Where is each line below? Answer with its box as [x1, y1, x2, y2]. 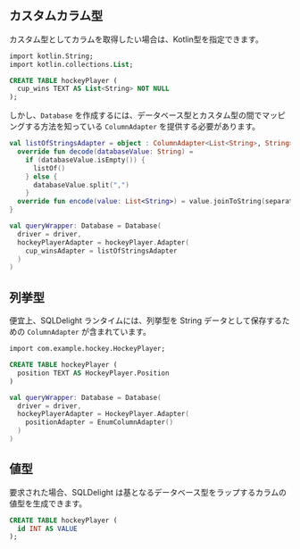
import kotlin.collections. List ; [9, 60, 134, 69]
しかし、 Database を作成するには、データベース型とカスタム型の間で [9, 110, 262, 121]
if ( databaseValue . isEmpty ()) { [25, 155, 146, 164]
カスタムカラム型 [9, 8, 104, 24]
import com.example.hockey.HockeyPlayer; [9, 345, 166, 354]
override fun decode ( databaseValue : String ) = [17, 147, 194, 156]
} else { [25, 172, 58, 181]
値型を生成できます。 [9, 498, 87, 509]
